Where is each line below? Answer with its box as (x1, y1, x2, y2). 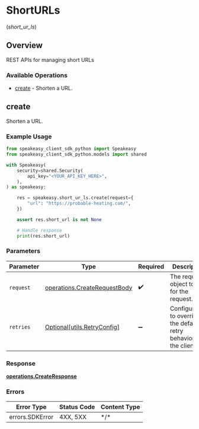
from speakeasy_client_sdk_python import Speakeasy (6, 146, 136, 152)
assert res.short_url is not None (17, 216, 102, 223)
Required (138, 262, 165, 270)
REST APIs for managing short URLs (6, 56, 95, 63)
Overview (6, 40, 43, 51)
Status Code (59, 403, 95, 411)
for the (169, 287, 188, 295)
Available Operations (6, 71, 68, 79)
